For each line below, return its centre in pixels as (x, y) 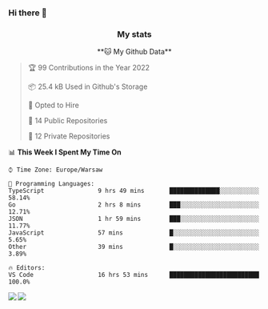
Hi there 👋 (28, 13)
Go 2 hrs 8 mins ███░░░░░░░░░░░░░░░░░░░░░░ (134, 205)
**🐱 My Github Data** (134, 52)
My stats (134, 34)
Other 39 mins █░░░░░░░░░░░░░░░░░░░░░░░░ (134, 247)
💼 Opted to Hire (54, 105)
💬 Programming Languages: (51, 184)
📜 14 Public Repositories (68, 121)
